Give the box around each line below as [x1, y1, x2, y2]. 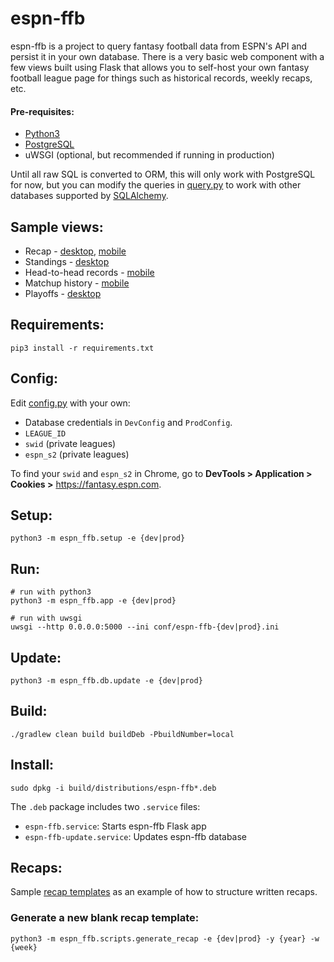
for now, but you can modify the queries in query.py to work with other [10, 179, 302, 191]
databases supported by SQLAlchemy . [10, 190, 169, 202]
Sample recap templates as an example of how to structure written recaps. [10, 886, 318, 898]
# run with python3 [10, 587, 92, 597]
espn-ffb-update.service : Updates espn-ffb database [24, 830, 248, 842]
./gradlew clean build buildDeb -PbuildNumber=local [10, 729, 235, 739]
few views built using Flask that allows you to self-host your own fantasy [10, 61, 310, 73]
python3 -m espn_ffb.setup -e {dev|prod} [10, 533, 186, 544]
